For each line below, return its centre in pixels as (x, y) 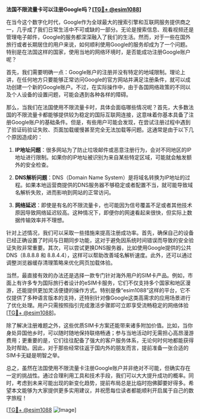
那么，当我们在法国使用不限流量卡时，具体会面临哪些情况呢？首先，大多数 (97, 107)
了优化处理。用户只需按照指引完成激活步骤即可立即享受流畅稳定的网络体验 (97, 305)
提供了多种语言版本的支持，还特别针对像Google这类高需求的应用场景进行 (101, 298)
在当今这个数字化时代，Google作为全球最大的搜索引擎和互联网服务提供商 (96, 22)
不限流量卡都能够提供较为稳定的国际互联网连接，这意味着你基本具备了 (102, 115)
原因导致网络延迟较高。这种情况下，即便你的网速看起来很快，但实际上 (101, 212)
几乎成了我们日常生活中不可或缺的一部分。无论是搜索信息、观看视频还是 (105, 30)
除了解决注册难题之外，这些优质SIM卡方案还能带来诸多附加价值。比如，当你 (100, 325)
